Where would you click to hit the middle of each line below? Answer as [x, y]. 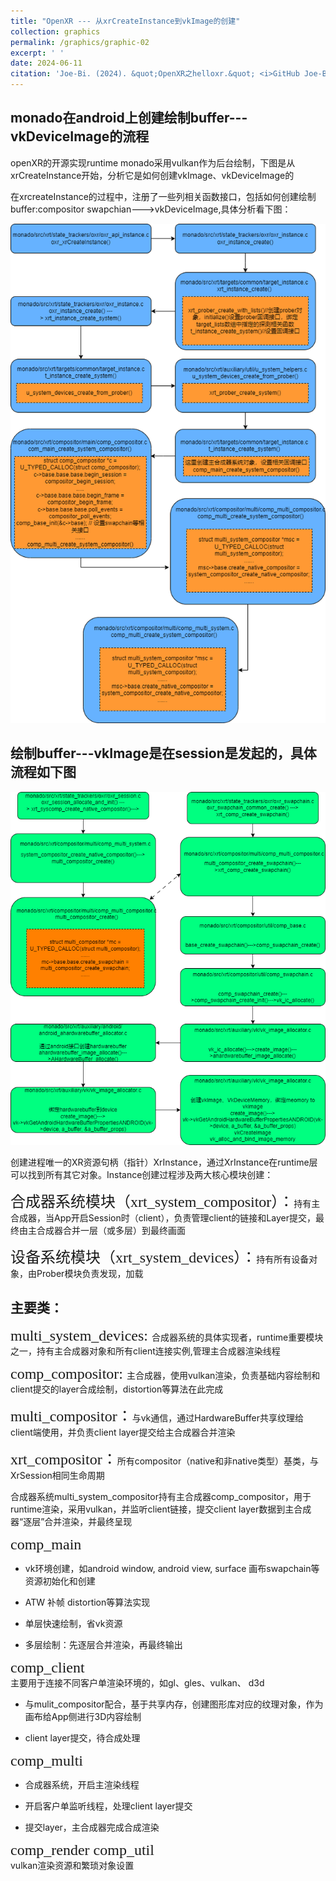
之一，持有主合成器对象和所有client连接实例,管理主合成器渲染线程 [145, 1351]
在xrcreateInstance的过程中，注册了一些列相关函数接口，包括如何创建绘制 [163, 196]
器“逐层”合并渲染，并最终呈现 [71, 1521]
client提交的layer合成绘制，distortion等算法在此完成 [117, 1389]
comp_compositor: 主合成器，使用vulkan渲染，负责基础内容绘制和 [165, 1373]
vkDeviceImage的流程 [80, 136]
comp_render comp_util [82, 1850]
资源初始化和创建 [60, 1581]
